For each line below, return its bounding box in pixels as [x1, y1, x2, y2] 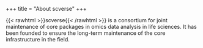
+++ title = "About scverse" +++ [6, 5, 87, 12]
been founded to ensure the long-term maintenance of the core [6, 29, 166, 37]
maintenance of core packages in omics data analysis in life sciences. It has [6, 23, 197, 30]
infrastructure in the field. [6, 36, 70, 43]
